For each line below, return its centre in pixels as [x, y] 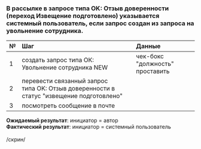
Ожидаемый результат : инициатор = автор [62, 120]
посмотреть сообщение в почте [68, 106]
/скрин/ [16, 139]
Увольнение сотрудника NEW [65, 68]
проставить [153, 71]
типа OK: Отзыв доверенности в [68, 89]
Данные [148, 46]
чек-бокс [150, 56]
